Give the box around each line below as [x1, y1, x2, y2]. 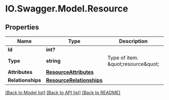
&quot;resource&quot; [107, 60, 159, 67]
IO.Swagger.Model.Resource [5, 3, 128, 14]
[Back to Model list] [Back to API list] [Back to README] [5, 89, 121, 95]
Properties [5, 23, 39, 31]
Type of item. [107, 54, 139, 61]
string [46, 57, 61, 64]
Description [119, 38, 148, 44]
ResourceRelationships [46, 77, 103, 83]
